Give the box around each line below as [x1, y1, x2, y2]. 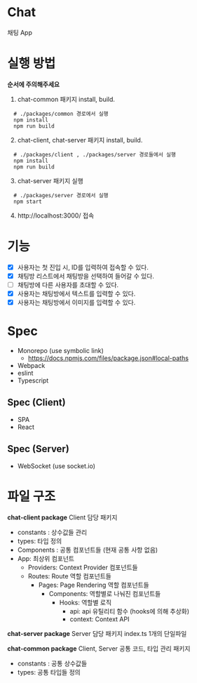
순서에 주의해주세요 [7, 80, 60, 88]
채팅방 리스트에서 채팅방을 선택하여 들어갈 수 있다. [17, 272, 154, 280]
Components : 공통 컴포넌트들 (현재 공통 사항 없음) [17, 545, 158, 554]
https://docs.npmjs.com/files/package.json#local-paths [27, 354, 189, 362]
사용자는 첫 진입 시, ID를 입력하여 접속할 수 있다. [17, 263, 149, 271]
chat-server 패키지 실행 [17, 176, 84, 185]
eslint [17, 369, 34, 378]
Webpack [17, 362, 46, 370]
